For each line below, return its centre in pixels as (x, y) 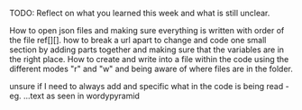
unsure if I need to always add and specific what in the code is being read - (150, 86)
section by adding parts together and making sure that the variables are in (147, 50)
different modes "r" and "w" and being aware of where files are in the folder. (151, 69)
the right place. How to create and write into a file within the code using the (149, 59)
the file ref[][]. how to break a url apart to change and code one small (138, 40)
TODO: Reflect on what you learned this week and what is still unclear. (140, 13)
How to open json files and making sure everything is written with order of (147, 30)
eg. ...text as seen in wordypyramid (74, 96)
